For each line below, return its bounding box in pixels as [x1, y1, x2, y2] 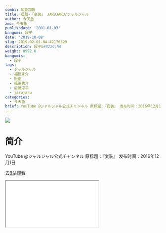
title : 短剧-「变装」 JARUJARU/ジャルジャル [5, 12, 89, 17]
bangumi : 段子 [5, 30, 33, 35]
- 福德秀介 [9, 81, 29, 86]
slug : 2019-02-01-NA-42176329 [5, 40, 68, 45]
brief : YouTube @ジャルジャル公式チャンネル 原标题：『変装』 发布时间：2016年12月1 [5, 104, 162, 109]
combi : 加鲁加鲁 [5, 7, 36, 12]
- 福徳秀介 [9, 72, 29, 77]
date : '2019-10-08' [5, 35, 45, 40]
